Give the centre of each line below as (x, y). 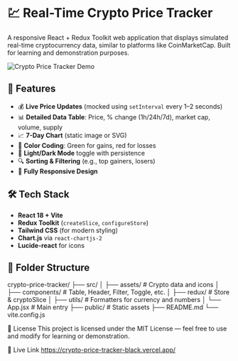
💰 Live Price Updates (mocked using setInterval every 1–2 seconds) (120, 106)
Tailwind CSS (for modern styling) (68, 230)
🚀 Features (32, 89)
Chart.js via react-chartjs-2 (60, 237)
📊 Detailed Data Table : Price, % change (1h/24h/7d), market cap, (114, 117)
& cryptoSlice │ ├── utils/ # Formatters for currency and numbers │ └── (114, 300)
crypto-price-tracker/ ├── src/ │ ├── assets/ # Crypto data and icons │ (113, 285)
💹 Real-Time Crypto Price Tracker (110, 13)
